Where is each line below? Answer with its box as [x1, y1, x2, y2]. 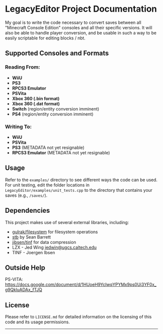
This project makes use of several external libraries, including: [5, 219, 130, 225]
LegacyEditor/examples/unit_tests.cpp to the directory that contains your [5, 187, 153, 193]
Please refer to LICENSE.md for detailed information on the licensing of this [5, 314, 152, 320]
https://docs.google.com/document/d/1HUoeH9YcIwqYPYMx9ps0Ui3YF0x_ [5, 281, 157, 288]
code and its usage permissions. [5, 319, 70, 325]
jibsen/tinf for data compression [12, 239, 76, 245]
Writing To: [5, 123, 32, 130]
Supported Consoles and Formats [5, 49, 109, 57]
